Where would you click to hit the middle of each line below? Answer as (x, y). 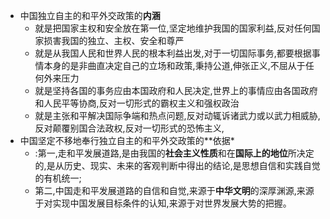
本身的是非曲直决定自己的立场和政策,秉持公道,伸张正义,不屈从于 (174, 65)
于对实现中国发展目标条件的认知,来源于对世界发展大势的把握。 (163, 203)
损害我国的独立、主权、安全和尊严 (114, 40)
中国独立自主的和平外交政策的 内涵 (90, 15)
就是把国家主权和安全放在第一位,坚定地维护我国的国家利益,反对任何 (173, 28)
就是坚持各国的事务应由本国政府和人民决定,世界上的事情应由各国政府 (176, 90)
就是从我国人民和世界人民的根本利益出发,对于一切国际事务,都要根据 (173, 53)
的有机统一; (58, 178)
